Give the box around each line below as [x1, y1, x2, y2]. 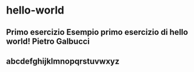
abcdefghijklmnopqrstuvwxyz [6, 56, 120, 66]
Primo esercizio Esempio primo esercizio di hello [6, 27, 189, 37]
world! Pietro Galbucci [6, 36, 90, 46]
